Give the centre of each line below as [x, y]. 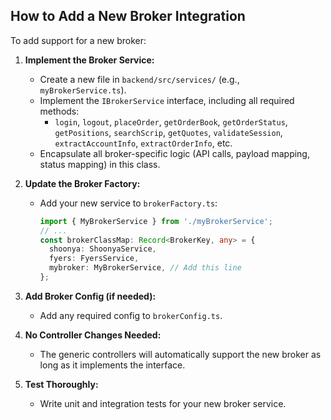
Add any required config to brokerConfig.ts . [131, 315]
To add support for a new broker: [78, 40]
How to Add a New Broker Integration [128, 16]
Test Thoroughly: [61, 384]
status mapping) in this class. [100, 164]
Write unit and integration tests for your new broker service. [163, 403]
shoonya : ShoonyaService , [102, 249]
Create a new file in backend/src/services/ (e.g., [139, 79]
